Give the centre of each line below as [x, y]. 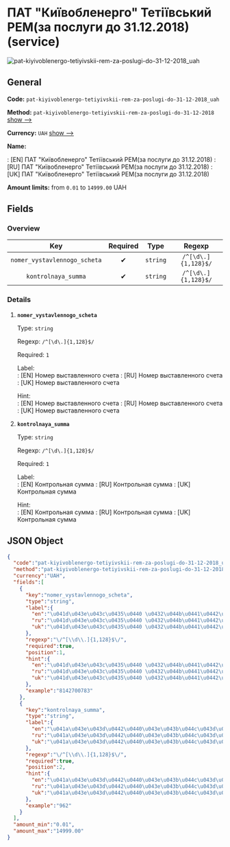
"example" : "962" [48, 805]
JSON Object [35, 541]
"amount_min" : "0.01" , [44, 825]
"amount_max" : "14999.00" [49, 831]
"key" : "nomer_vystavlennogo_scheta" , [79, 595]
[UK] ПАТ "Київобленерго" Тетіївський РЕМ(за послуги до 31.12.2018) [108, 174]
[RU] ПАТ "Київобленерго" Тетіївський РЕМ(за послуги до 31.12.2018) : [110, 167]
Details [19, 300]
